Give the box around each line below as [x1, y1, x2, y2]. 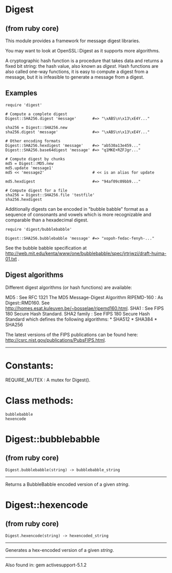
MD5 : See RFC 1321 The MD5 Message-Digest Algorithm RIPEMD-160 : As [5, 294, 163, 300]
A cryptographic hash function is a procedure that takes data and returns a [5, 58, 163, 64]
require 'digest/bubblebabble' [5, 227, 72, 232]
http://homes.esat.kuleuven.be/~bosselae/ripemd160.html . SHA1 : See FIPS [5, 305, 164, 311]
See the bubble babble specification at [5, 245, 87, 251]
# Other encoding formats [5, 138, 60, 143]
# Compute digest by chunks [5, 156, 66, 161]
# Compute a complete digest [5, 112, 68, 117]
